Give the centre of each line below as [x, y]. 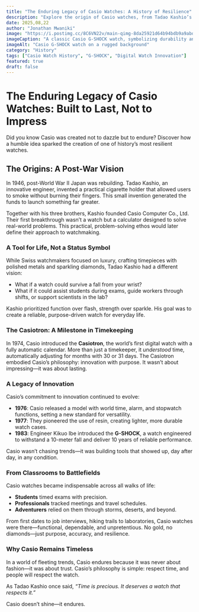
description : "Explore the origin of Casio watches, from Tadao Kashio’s [99, 17]
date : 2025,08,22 [28, 23]
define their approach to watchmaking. [53, 232]
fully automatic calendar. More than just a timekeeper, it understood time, [95, 350]
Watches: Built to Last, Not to [79, 109]
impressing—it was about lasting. [47, 369]
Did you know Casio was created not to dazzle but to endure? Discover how [99, 137]
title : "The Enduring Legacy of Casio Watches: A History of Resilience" [99, 12]
